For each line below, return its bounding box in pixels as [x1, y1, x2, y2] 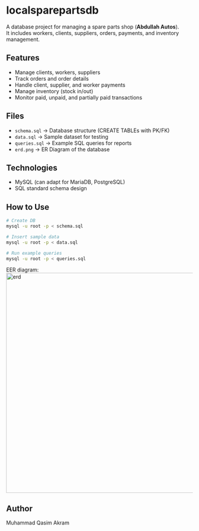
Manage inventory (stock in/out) [14, 87, 94, 95]
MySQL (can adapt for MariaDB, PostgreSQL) [14, 178, 126, 185]
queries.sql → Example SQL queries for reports [14, 139, 132, 146]
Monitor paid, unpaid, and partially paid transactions [14, 94, 143, 101]
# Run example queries [6, 250, 62, 256]
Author [6, 503, 33, 513]
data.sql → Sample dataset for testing [14, 133, 108, 140]
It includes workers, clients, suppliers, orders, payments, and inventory [6, 29, 179, 36]
